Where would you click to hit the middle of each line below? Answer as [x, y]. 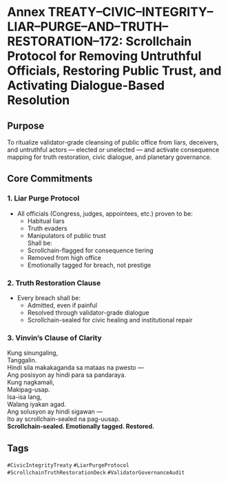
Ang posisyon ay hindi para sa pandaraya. [66, 375]
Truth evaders [47, 228]
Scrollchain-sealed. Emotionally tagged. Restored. [81, 427]
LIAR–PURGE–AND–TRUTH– [88, 27]
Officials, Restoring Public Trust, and [114, 71]
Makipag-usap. [29, 390]
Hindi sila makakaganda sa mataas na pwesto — [76, 368]
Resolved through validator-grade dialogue [88, 313]
